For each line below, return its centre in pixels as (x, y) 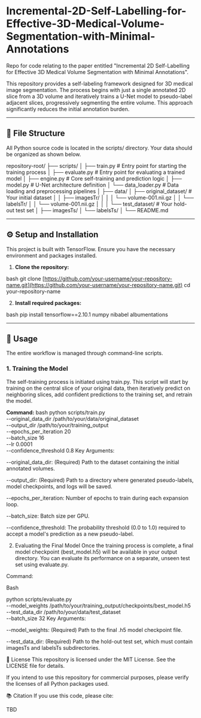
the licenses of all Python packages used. (58, 683)
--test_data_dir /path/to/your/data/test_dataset (63, 612)
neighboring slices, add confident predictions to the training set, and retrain (99, 394)
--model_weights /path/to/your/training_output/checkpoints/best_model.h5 (99, 606)
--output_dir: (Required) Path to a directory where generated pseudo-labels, (100, 480)
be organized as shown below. (44, 154)
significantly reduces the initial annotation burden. (68, 109)
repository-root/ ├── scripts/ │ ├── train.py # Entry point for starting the (96, 166)
